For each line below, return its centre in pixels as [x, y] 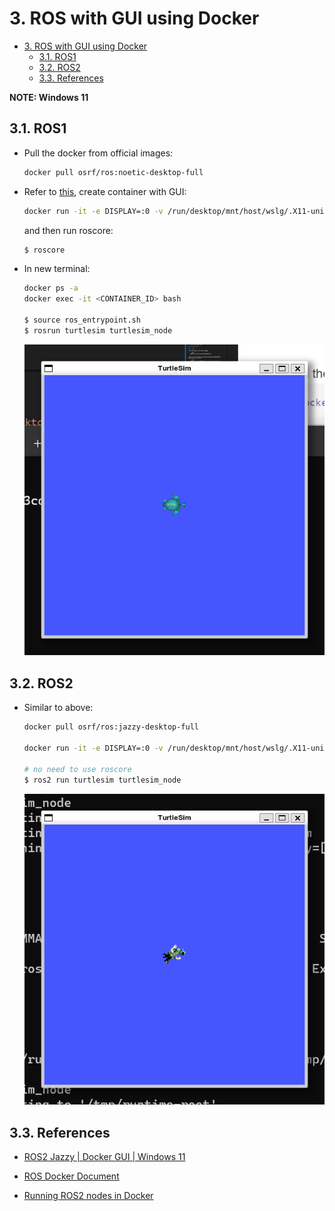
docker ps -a [51, 288]
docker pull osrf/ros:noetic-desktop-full [113, 172]
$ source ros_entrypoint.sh [82, 320]
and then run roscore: [68, 230]
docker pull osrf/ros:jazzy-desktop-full [111, 727]
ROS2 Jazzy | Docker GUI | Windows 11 [104, 1157]
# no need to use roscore [77, 769]
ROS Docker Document [71, 1176]
